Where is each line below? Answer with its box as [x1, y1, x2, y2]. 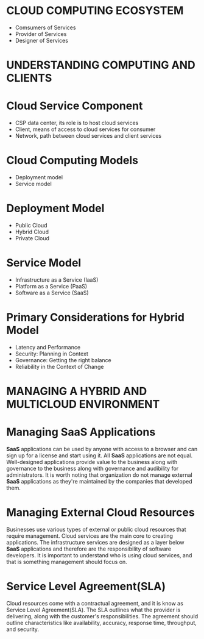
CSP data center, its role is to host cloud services [15, 120, 139, 127]
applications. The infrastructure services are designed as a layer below [6, 538, 185, 546]
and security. [6, 626, 40, 633]
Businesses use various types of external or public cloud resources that [6, 526, 187, 533]
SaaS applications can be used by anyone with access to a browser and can [6, 445, 198, 452]
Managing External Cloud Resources [6, 505, 195, 519]
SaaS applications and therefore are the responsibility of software [6, 545, 172, 552]
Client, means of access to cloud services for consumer [15, 126, 156, 133]
